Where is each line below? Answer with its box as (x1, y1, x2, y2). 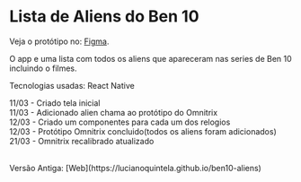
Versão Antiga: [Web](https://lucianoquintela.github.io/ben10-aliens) (9, 162, 262, 173)
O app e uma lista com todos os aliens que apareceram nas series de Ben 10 (9, 53, 292, 64)
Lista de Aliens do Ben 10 (9, 6, 199, 27)
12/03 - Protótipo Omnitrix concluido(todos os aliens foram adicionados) (9, 126, 277, 136)
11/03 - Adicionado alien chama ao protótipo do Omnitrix (9, 107, 218, 117)
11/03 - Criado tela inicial (9, 97, 101, 108)
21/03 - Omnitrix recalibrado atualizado (9, 135, 155, 146)
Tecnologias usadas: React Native (9, 80, 135, 91)
